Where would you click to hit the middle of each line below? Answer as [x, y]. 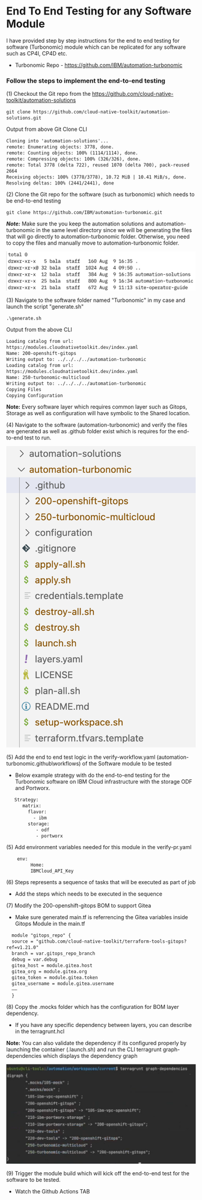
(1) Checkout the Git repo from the [49, 94]
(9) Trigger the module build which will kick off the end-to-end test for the [98, 1173]
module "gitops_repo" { [41, 935]
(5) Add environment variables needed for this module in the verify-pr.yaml [99, 847]
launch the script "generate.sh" [45, 307]
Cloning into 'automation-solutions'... [58, 141]
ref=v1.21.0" [23, 947]
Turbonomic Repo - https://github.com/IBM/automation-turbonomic [99, 65]
